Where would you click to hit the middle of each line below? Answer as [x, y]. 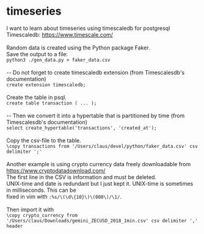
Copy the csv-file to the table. [44, 140]
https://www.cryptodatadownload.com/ [56, 170]
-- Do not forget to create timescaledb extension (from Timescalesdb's [96, 72]
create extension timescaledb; [46, 85]
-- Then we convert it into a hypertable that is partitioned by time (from [96, 115]
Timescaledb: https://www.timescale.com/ [60, 34]
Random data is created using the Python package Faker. [78, 48]
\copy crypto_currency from [42, 215]
